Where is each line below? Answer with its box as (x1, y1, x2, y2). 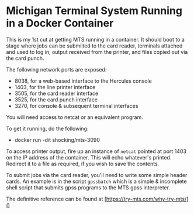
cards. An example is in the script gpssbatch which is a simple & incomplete (6, 178, 187, 185)
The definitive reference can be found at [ (6, 195, 107, 202)
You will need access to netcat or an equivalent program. (6, 113, 143, 121)
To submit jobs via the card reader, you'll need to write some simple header (6, 171, 188, 178)
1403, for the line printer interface (14, 83, 96, 90)
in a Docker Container (6, 16, 114, 30)
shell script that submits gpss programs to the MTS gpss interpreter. (6, 184, 171, 191)
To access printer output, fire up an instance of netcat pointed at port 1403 (6, 148, 187, 155)
